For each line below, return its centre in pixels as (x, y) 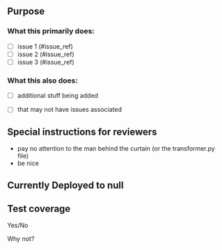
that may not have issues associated (69, 110)
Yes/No (18, 226)
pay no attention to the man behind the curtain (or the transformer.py (116, 149)
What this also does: (42, 81)
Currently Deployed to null (65, 185)
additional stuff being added (58, 96)
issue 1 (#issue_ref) (45, 46)
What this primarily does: (51, 31)
